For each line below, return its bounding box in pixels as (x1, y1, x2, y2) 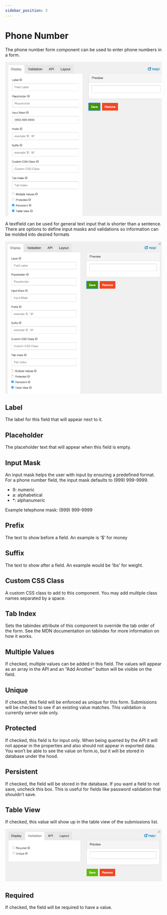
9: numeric (12, 487, 35, 493)
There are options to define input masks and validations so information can (5, 226, 159, 232)
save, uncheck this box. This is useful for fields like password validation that (5, 786, 161, 792)
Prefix (5, 521, 24, 530)
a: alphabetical (12, 492, 43, 498)
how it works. (5, 633, 33, 639)
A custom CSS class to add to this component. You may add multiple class (5, 590, 158, 596)
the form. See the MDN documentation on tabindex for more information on (5, 628, 160, 634)
